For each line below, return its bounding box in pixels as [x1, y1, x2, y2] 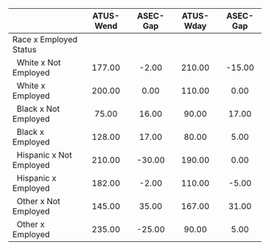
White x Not [16, 57, 62, 68]
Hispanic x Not [16, 150, 72, 160]
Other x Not [16, 196, 61, 207]
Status [12, 44, 37, 55]
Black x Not [16, 104, 60, 114]
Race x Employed [12, 34, 78, 45]
